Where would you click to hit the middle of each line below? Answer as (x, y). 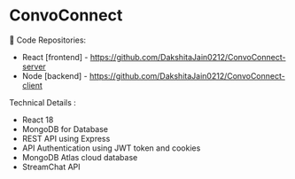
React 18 (38, 120)
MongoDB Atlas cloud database (80, 157)
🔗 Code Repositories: (48, 40)
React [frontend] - (55, 57)
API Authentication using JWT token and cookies (111, 148)
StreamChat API (51, 167)
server (34, 66)
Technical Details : (43, 102)
